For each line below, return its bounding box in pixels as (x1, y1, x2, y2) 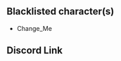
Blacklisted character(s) (6, 6, 115, 18)
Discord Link (6, 45, 63, 57)
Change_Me (16, 24, 52, 32)
